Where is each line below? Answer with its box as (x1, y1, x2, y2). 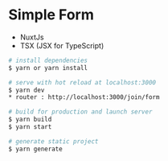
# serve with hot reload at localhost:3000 (8, 78, 157, 86)
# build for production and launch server (8, 108, 153, 116)
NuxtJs (19, 32, 44, 42)
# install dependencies (8, 56, 88, 64)
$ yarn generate (8, 145, 63, 153)
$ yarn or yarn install (8, 64, 88, 72)
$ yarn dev (8, 86, 45, 94)
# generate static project (8, 137, 99, 146)
